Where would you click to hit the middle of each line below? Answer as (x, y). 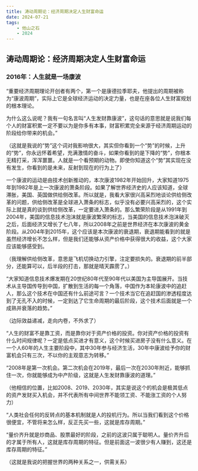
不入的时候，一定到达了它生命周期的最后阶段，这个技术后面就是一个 (109, 300)
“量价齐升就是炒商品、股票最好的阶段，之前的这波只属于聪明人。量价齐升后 (98, 434)
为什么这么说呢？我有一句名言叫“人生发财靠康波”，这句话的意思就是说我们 (96, 118)
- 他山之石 (28, 28)
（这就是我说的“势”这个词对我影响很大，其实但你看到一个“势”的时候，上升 (96, 145)
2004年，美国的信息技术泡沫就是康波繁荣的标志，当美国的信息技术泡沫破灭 (98, 217)
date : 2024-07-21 (27, 17)
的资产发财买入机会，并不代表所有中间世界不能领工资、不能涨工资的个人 (94, 394)
